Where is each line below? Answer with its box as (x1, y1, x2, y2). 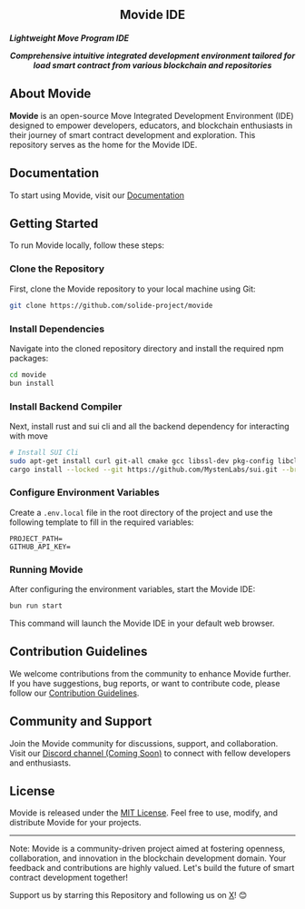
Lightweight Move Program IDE (9, 32, 130, 44)
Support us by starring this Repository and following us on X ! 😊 (9, 890, 248, 901)
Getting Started (9, 216, 99, 231)
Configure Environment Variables (9, 486, 161, 499)
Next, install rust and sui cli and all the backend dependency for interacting (9, 420, 290, 431)
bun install (9, 379, 54, 388)
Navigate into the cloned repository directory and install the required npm (9, 342, 284, 353)
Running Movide (9, 563, 84, 576)
